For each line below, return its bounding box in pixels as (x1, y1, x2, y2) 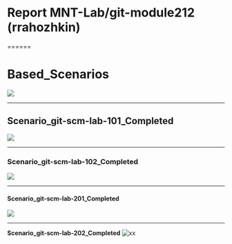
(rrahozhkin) (7, 19, 81, 35)
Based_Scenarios (7, 67, 109, 82)
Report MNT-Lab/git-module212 (7, 5, 195, 21)
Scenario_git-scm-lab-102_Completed (7, 156, 139, 166)
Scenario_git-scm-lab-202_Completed (7, 229, 121, 237)
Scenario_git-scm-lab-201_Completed (7, 194, 119, 203)
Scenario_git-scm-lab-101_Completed (7, 115, 174, 127)
